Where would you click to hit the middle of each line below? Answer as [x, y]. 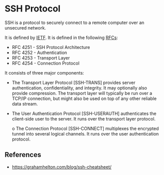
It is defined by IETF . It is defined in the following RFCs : [61, 37]
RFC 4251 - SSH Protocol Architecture [51, 47]
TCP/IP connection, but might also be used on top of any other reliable [84, 98]
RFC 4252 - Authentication [39, 52]
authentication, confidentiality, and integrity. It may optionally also [80, 87]
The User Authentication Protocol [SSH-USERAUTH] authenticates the [84, 113]
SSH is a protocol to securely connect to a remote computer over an [75, 22]
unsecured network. [25, 27]
